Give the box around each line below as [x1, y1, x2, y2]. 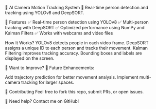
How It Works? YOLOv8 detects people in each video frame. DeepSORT [5, 40, 149, 46]
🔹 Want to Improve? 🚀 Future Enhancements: [5, 65, 95, 71]
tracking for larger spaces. [21, 79, 74, 85]
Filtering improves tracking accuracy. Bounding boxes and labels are [5, 50, 142, 56]
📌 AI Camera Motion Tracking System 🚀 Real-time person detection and [5, 5, 148, 10]
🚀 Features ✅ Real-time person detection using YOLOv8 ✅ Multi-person [5, 19, 149, 25]
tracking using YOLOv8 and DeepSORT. [5, 10, 85, 16]
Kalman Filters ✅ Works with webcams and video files [5, 30, 113, 36]
